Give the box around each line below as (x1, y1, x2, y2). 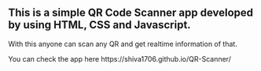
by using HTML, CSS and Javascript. (8, 19, 191, 32)
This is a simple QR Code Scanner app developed (8, 6, 254, 20)
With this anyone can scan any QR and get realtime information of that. (8, 39, 237, 48)
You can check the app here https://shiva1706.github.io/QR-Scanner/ (8, 54, 232, 63)
